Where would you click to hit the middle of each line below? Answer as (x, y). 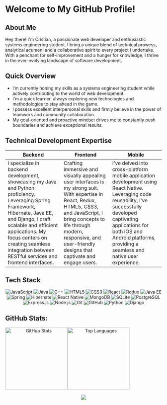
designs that (78, 250)
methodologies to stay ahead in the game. (55, 104)
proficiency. (22, 194)
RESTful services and (33, 256)
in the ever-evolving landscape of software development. (64, 60)
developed (125, 213)
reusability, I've (130, 200)
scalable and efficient (33, 225)
